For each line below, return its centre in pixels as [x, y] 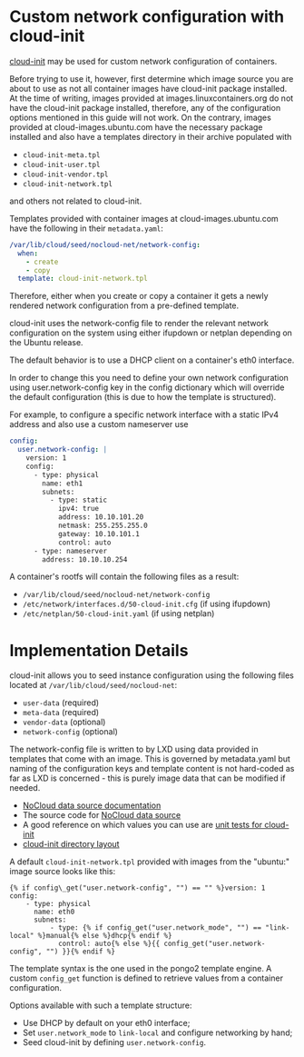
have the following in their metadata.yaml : [86, 228]
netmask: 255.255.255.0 [103, 526]
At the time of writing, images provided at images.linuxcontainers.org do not [152, 98]
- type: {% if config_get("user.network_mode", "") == [155, 928]
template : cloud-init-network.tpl [83, 279]
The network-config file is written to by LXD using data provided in [134, 749]
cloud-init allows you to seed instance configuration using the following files [152, 675]
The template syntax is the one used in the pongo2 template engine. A [141, 969]
